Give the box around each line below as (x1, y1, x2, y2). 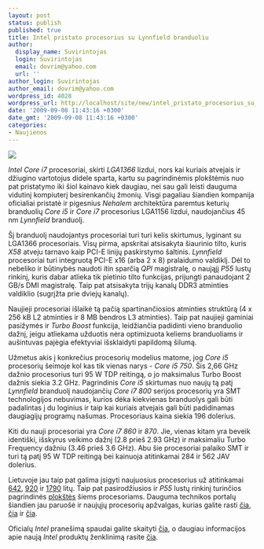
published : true (8, 26, 61, 34)
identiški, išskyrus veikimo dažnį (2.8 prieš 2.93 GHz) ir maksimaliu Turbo (8, 434, 246, 444)
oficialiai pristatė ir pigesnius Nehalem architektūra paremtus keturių (8, 198, 229, 208)
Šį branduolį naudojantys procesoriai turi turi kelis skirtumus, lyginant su (8, 230, 242, 240)
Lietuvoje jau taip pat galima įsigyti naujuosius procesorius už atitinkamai (8, 475, 244, 485)
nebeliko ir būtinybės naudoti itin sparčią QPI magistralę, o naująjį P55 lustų (8, 263, 251, 273)
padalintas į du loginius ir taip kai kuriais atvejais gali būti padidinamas (8, 403, 235, 412)
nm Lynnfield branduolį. (8, 215, 85, 224)
